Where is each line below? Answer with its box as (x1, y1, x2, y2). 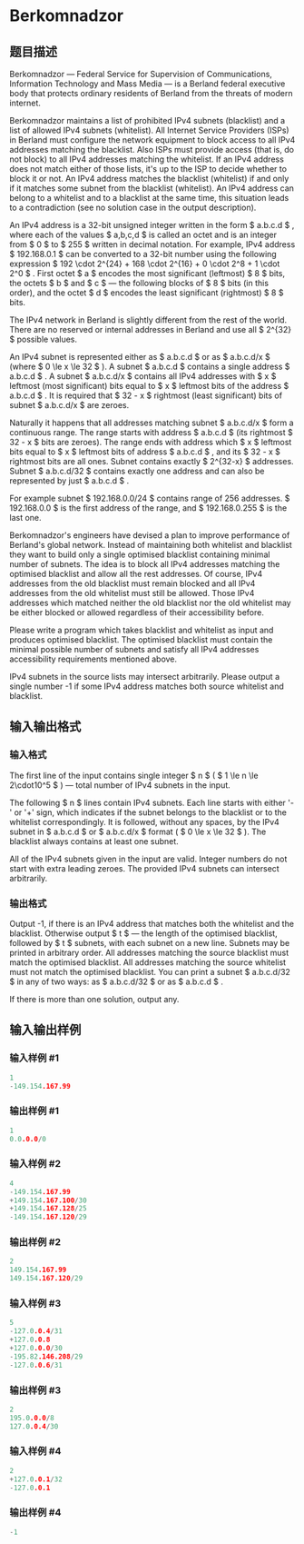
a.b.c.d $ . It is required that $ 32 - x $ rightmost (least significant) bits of (9, 390, 283, 401)
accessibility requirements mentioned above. (9, 653, 178, 664)
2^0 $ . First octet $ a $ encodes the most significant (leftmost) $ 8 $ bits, (9, 268, 286, 278)
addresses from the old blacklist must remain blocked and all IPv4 (9, 578, 256, 589)
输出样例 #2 (9, 1236, 62, 1249)
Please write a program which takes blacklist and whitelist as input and (9, 624, 274, 635)
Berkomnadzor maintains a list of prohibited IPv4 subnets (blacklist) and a (9, 115, 286, 125)
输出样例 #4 (9, 1506, 62, 1519)
